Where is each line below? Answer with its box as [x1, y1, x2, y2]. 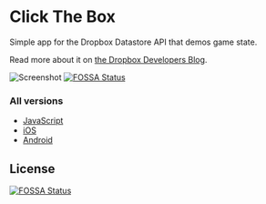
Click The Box [9, 6, 117, 27]
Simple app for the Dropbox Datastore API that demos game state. [9, 36, 258, 47]
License [9, 161, 56, 177]
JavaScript [22, 116, 64, 127]
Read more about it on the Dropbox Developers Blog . [9, 54, 208, 65]
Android [22, 135, 53, 146]
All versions [9, 94, 64, 107]
